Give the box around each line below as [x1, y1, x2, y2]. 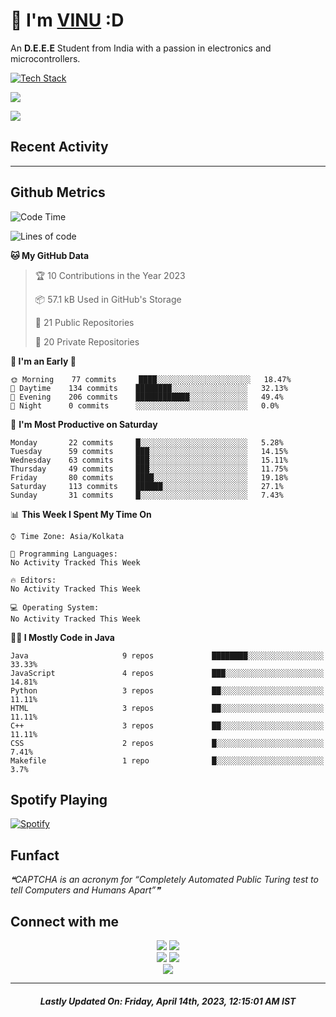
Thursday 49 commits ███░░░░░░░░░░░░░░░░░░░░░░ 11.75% [10, 464, 288, 474]
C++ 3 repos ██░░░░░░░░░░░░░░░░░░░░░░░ [10, 720, 325, 731]
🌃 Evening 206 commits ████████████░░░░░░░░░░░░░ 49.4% [10, 392, 284, 402]
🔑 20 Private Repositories [34, 335, 140, 348]
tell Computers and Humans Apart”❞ [10, 884, 161, 896]
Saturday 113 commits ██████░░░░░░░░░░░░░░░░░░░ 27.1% [10, 481, 284, 491]
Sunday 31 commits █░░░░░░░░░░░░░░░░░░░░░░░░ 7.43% [10, 490, 284, 500]
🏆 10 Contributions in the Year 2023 [34, 269, 186, 281]
